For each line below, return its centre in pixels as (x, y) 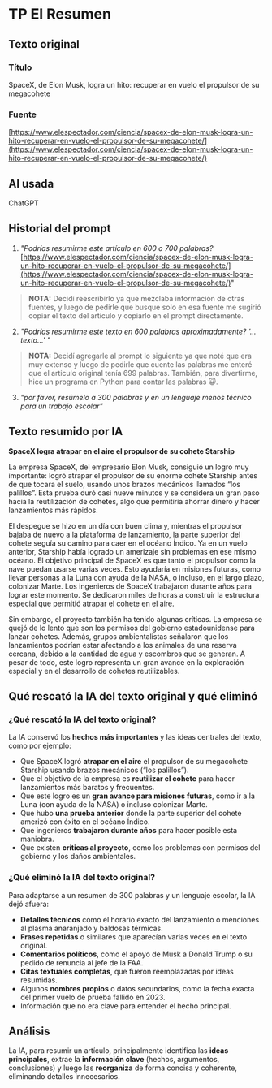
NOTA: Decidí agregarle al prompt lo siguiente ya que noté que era (140, 356)
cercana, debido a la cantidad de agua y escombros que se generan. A (127, 654)
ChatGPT (24, 203)
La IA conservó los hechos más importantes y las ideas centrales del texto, (135, 737)
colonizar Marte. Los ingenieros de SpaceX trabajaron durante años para (130, 586)
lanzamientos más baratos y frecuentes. (87, 788)
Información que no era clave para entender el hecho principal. (125, 1006)
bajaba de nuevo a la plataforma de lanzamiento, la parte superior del (125, 534)
